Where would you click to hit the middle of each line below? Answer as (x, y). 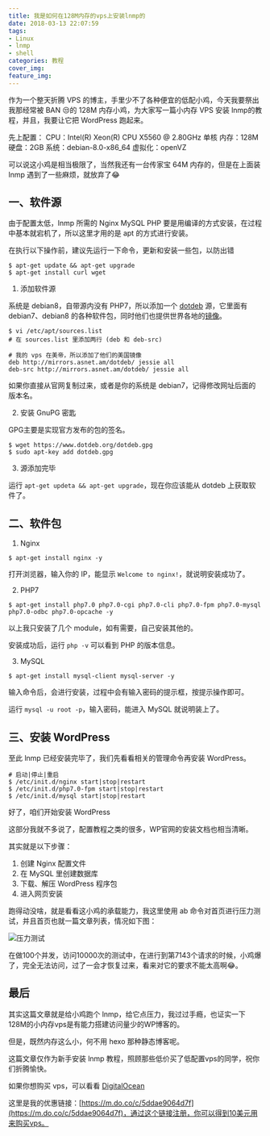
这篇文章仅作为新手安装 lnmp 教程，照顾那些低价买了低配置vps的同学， (127, 1059)
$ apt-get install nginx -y (56, 558)
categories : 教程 (36, 61)
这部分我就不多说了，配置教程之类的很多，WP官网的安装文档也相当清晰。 (131, 829)
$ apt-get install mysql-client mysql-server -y (91, 676)
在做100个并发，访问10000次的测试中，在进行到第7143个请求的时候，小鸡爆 (135, 955)
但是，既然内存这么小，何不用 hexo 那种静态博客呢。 (96, 1041)
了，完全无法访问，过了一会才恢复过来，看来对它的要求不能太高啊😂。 (126, 966)
